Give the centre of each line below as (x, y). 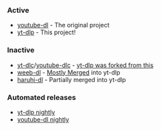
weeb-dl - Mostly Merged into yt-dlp (69, 72)
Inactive (21, 50)
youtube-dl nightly (43, 119)
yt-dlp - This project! (46, 32)
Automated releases (42, 97)
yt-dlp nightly (36, 112)
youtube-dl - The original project (63, 25)
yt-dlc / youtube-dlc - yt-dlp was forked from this (85, 65)
